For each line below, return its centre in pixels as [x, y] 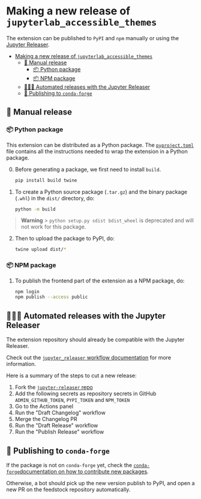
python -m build [35, 209]
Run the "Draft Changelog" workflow [60, 413]
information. [21, 364]
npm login [27, 291]
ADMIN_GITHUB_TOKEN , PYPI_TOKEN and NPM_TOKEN [72, 400]
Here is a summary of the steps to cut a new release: [71, 375]
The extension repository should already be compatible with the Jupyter [95, 339]
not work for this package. [53, 227]
